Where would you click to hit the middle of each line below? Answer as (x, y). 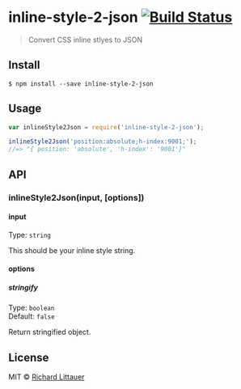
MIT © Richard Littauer (47, 377)
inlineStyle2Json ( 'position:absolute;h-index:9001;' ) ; (103, 142)
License (29, 357)
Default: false (32, 316)
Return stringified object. (50, 332)
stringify (23, 287)
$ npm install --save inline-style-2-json (81, 84)
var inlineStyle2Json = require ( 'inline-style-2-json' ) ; (106, 127)
